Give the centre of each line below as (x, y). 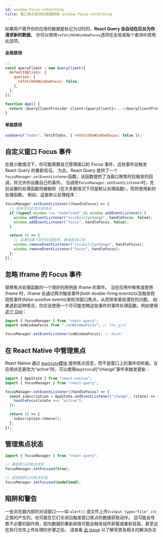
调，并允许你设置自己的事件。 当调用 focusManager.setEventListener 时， (78, 183)
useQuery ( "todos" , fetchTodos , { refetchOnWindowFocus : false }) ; (73, 135)
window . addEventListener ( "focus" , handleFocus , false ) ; (72, 222)
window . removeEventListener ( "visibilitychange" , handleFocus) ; (79, 245)
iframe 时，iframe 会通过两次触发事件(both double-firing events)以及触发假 (80, 293)
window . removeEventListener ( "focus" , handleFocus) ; (67, 249)
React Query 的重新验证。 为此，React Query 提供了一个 (61, 171)
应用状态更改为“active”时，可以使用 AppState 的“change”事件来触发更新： (78, 369)
